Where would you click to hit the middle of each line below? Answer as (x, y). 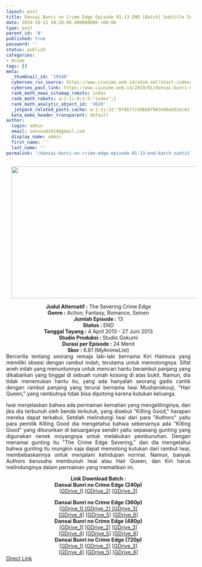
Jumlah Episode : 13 (98, 319)
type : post (19, 28)
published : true (26, 39)
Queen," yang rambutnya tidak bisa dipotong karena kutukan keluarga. (91, 394)
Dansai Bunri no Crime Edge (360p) (98, 503)
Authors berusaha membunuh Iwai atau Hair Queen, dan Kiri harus (98, 461)
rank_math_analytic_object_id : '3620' (59, 104)
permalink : (19, 153)
